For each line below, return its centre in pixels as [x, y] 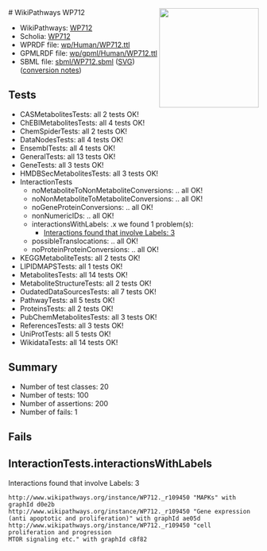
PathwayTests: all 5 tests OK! [67, 300]
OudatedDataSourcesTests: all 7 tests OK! [88, 291]
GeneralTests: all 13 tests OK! [68, 156]
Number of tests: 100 [54, 395]
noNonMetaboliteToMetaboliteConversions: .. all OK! [117, 199]
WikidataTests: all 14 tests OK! [69, 342]
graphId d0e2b [32, 504]
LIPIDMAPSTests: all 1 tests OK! [71, 266]
